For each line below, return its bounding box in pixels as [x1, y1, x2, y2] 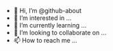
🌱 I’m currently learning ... [13, 21, 87, 29]
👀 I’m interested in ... [13, 14, 72, 22]
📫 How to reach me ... [13, 37, 77, 44]
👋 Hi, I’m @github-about [13, 7, 82, 14]
